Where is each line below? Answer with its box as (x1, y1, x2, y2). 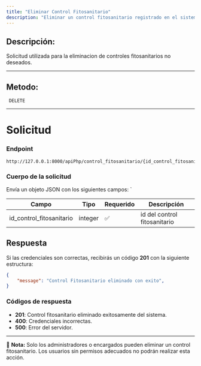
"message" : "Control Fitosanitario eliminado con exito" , (17, 277, 165, 284)
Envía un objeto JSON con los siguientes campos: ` (6, 185, 132, 193)
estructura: (6, 260, 33, 268)
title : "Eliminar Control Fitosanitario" (6, 8, 111, 15)
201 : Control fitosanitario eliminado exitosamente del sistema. (14, 311, 167, 318)
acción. (6, 353, 25, 361)
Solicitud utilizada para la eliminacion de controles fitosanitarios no (6, 52, 171, 60)
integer (78, 214, 99, 222)
